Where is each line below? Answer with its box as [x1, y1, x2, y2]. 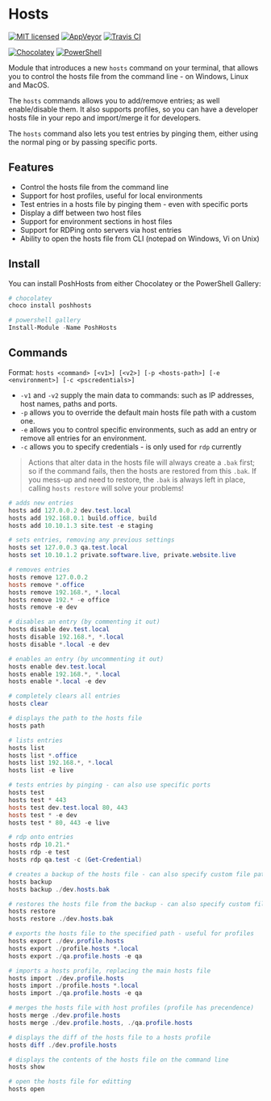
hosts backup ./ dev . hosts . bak [8, 885, 110, 893]
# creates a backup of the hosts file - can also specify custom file [8, 870, 251, 878]
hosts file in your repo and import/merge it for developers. [8, 112, 202, 122]
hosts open [8, 1085, 45, 1094]
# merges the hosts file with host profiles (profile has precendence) [8, 1004, 254, 1012]
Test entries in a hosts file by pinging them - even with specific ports [19, 199, 248, 209]
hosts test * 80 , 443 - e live [8, 818, 110, 827]
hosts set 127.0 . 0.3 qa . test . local [8, 543, 128, 552]
